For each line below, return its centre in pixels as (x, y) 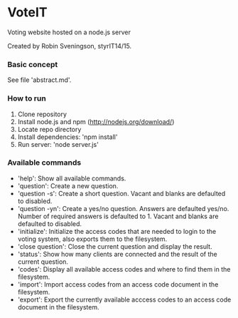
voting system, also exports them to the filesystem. (92, 239)
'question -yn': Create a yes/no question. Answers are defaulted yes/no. (123, 208)
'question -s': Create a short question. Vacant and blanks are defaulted (121, 193)
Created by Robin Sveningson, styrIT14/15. (70, 46)
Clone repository (42, 114)
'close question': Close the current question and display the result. (115, 246)
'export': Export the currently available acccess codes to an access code (124, 299)
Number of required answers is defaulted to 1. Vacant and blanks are (118, 216)
